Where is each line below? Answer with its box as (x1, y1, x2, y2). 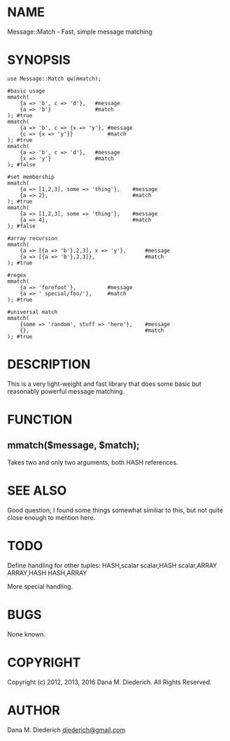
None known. (7, 629, 46, 639)
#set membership (7, 173, 55, 180)
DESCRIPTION (7, 356, 91, 373)
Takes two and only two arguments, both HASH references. (7, 458, 178, 467)
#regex (7, 272, 27, 279)
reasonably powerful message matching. (7, 387, 125, 395)
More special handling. (7, 582, 73, 590)
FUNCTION (7, 412, 73, 427)
